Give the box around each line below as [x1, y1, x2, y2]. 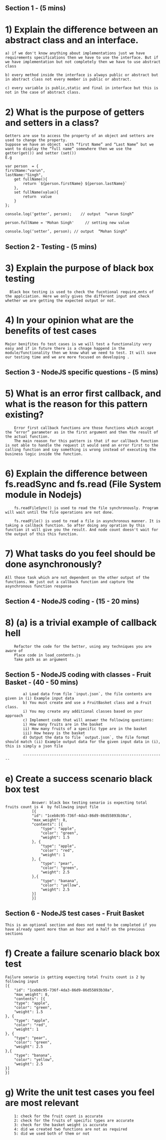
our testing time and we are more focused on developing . [5, 355, 130, 360]
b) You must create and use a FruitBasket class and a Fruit [23, 700, 152, 705]
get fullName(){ [14, 177, 48, 182]
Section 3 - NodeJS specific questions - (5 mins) [5, 368, 159, 377]
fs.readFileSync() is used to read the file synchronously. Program [14, 505, 159, 511]
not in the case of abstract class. [5, 90, 81, 95]
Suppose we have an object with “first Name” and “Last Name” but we [5, 142, 154, 147]
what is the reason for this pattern [5, 398, 148, 410]
